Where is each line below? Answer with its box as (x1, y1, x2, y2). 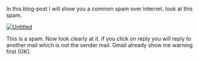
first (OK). (6, 48, 32, 55)
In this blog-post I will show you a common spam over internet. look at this (6, 5, 193, 12)
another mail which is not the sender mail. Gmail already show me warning (6, 42, 193, 48)
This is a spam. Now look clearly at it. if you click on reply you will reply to (6, 35, 192, 42)
